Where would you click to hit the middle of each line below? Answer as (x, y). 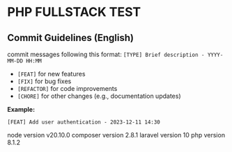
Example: (21, 109)
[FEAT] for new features (51, 74)
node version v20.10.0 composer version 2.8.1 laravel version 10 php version (116, 135)
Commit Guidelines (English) (71, 38)
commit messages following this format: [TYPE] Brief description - (106, 54)
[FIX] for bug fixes (44, 81)
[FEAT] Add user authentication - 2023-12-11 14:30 (84, 122)
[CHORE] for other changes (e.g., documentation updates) (99, 96)
